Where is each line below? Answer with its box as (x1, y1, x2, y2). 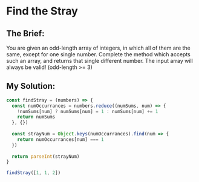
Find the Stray (6, 4, 79, 18)
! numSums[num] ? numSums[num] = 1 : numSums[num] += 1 (17, 108, 158, 114)
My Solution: (6, 81, 56, 91)
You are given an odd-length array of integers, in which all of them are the (6, 44, 191, 51)
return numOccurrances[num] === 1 (17, 136, 104, 143)
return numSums (17, 114, 56, 120)
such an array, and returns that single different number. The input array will (6, 57, 194, 64)
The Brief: (6, 28, 45, 39)
